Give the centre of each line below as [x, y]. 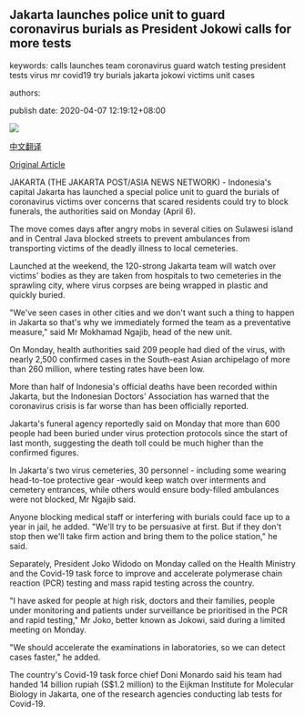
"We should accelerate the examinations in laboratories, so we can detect [147, 647]
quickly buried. [37, 294]
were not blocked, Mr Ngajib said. [73, 499]
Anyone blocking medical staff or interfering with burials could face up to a [150, 517]
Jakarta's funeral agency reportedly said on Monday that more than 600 [145, 424]
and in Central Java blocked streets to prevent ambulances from [130, 238]
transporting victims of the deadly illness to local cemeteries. [124, 248]
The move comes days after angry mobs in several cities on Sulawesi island [152, 229]
